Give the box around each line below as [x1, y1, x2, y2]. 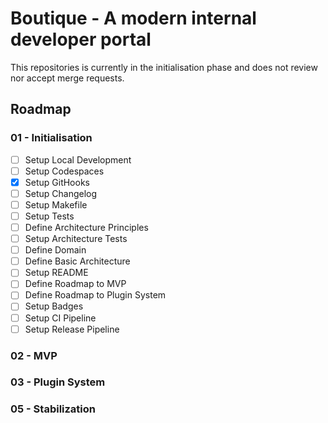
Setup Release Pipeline [24, 323, 120, 335]
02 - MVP [10, 348, 58, 362]
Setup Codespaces [24, 165, 105, 177]
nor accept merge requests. [10, 72, 125, 84]
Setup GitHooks [24, 176, 90, 188]
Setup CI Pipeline [24, 312, 97, 324]
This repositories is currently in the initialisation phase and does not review [10, 61, 318, 73]
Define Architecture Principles [24, 222, 149, 233]
